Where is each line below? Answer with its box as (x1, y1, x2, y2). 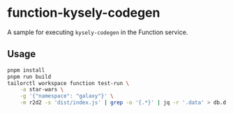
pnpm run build (7, 73, 52, 80)
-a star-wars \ (20, 86, 64, 93)
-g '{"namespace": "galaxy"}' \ (20, 93, 114, 100)
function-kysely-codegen (7, 5, 160, 21)
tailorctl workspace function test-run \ (7, 80, 130, 86)
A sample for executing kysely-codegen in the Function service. (7, 28, 188, 36)
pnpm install (7, 66, 45, 74)
